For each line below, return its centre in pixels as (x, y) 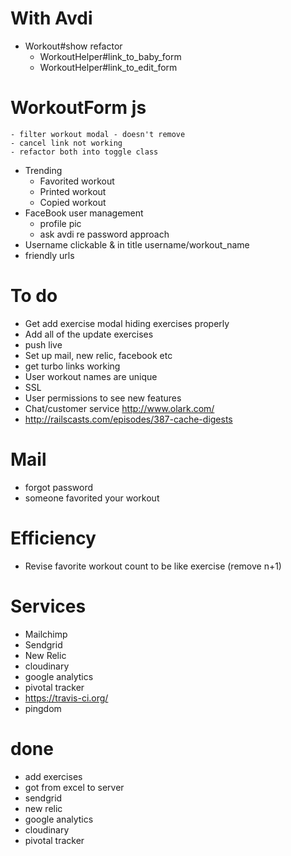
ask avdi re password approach (104, 234)
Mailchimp (46, 634)
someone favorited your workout (92, 498)
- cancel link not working (66, 143)
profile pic (60, 223)
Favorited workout (77, 181)
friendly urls (49, 255)
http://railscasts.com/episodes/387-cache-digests (128, 419)
